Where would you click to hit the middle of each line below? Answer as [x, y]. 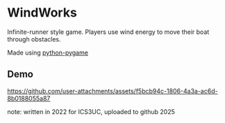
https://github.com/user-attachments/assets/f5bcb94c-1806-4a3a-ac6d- [112, 91]
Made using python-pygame [48, 53]
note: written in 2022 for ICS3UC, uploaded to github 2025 [91, 111]
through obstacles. [34, 39]
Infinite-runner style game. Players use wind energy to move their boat [108, 32]
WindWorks [42, 13]
